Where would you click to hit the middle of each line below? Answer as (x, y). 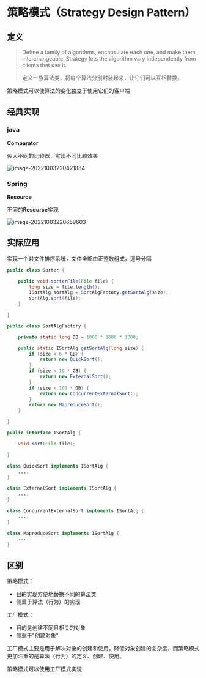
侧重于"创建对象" (37, 635)
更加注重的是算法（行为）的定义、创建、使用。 (66, 656)
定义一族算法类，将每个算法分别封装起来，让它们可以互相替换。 (102, 78)
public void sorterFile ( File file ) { (66, 281)
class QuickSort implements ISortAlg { (58, 466)
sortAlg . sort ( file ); (55, 298)
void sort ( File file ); (47, 444)
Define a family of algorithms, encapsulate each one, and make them (109, 52)
